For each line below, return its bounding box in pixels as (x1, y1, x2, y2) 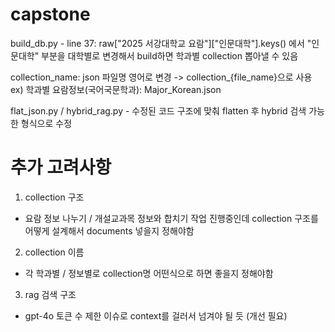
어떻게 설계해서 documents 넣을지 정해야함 (24, 224, 195, 237)
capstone (10, 3, 91, 26)
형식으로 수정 (20, 117, 73, 129)
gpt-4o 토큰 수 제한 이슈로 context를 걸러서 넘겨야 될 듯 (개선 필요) (24, 309, 288, 322)
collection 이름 (24, 246, 85, 258)
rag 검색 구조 (24, 288, 77, 300)
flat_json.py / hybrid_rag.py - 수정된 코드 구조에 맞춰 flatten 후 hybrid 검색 (10, 104, 307, 117)
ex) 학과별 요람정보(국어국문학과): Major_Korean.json (10, 83, 222, 95)
